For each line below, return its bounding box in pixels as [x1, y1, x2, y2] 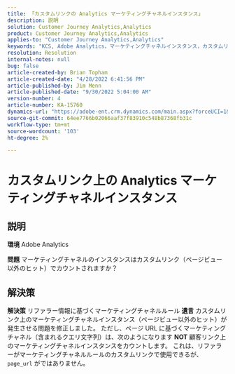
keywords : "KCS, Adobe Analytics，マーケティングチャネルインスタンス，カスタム [7, 43, 224, 50]
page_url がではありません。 [7, 359, 90, 368]
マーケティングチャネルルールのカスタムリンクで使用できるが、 [19, 350, 203, 359]
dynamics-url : [7, 108, 49, 115]
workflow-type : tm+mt [7, 121, 71, 128]
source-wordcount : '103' [7, 128, 80, 135]
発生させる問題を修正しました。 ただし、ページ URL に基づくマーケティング [7, 324, 226, 333]
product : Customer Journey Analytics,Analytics [7, 29, 149, 37]
